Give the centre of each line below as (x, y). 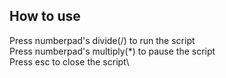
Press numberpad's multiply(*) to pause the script (112, 51)
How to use (45, 16)
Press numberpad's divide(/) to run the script (102, 40)
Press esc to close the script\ (69, 61)
